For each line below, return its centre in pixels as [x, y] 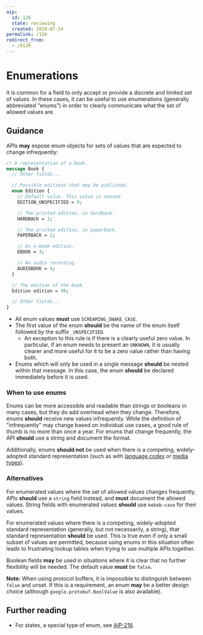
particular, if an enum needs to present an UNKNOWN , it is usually [102, 345]
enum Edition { [31, 191]
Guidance [25, 131]
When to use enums [36, 393]
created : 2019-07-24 [38, 29]
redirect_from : [25, 40]
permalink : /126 [27, 35]
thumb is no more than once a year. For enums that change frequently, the [99, 432]
